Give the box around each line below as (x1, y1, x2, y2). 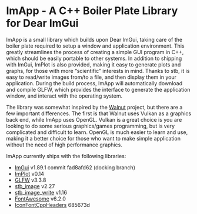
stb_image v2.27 (14, 182, 55, 189)
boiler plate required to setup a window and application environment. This (6, 42, 185, 49)
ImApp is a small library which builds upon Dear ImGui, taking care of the (6, 36, 183, 43)
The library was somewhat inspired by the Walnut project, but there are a (6, 103, 183, 111)
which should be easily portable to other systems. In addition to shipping (6, 55, 182, 62)
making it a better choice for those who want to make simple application (6, 135, 181, 142)
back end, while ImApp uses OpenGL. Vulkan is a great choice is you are (6, 116, 182, 123)
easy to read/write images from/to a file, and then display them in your (6, 73, 176, 81)
